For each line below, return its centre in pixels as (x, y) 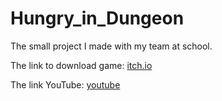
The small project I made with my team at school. (111, 46)
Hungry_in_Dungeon (97, 18)
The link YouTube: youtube (65, 84)
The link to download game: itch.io (81, 65)
